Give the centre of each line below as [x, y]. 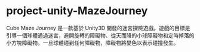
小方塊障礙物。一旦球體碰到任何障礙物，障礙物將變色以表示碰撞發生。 [93, 43]
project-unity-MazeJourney [77, 11]
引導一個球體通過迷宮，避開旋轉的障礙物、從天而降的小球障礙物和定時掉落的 [100, 35]
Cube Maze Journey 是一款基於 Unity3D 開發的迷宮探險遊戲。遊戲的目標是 [98, 28]
